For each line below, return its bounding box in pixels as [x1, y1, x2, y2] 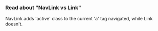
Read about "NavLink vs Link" [5, 4, 82, 11]
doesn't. [5, 21, 23, 27]
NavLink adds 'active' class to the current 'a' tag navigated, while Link [5, 16, 153, 22]
